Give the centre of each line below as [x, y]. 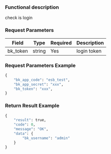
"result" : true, [30, 120]
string [39, 51]
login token [89, 51]
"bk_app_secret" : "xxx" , [39, 84]
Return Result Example [32, 106]
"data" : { [24, 134]
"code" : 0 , [25, 125]
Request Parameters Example [40, 65]
